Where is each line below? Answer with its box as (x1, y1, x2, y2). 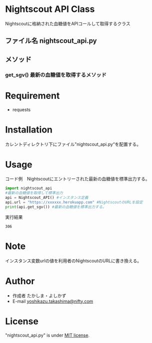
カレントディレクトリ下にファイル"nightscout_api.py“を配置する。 (5, 141, 141, 147)
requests (12, 106, 31, 113)
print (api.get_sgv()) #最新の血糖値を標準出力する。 (5, 204, 106, 209)
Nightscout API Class (5, 3, 95, 15)
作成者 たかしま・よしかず (12, 293, 66, 299)
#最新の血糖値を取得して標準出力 (5, 190, 63, 195)
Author (5, 275, 35, 287)
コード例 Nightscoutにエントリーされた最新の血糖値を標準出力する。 (5, 176, 150, 182)
